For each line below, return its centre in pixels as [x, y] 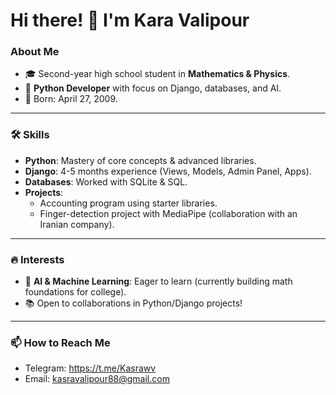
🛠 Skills [30, 135]
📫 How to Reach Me [60, 342]
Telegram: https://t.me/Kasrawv [90, 368]
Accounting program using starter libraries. [128, 203]
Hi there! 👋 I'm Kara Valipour [130, 20]
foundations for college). [75, 292]
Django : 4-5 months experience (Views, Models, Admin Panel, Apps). [168, 171]
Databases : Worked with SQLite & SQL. [106, 181]
